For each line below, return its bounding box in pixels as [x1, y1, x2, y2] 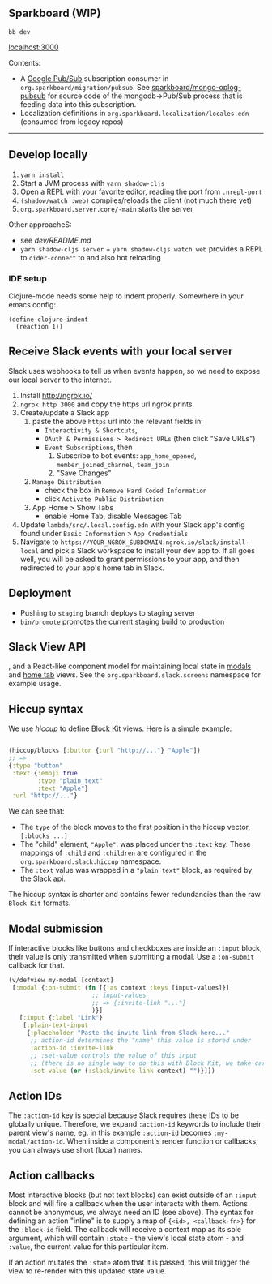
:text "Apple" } [37, 784, 89, 792]
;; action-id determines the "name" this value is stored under [29, 1037, 252, 1045]
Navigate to [19, 537, 59, 547]
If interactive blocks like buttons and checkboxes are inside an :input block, [8, 943, 262, 953]
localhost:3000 [8, 42, 59, 52]
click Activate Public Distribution [44, 494, 164, 504]
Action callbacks [8, 1168, 95, 1183]
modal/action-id [8, 1138, 63, 1146]
